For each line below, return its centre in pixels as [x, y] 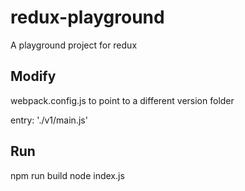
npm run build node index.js [67, 175]
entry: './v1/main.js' [49, 120]
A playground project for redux [74, 45]
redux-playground [87, 17]
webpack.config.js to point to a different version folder [122, 100]
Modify [33, 76]
